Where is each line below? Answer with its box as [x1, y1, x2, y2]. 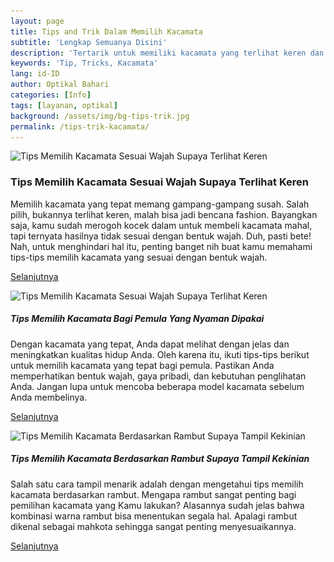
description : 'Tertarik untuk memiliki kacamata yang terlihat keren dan [10, 48, 325, 58]
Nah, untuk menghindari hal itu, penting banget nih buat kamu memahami [10, 240, 313, 252]
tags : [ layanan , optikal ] [10, 100, 118, 110]
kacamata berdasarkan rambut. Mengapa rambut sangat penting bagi [10, 488, 297, 500]
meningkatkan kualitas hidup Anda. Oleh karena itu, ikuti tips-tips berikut [10, 348, 310, 360]
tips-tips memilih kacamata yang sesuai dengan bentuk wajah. [10, 251, 268, 263]
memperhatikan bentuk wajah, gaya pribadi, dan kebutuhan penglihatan [10, 370, 307, 382]
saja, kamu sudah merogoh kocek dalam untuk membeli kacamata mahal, [10, 219, 313, 231]
